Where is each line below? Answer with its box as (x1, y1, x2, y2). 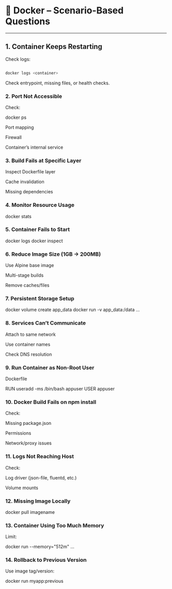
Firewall (5, 134, 22, 140)
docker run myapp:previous (5, 578, 64, 584)
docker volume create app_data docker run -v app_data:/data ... (5, 307, 140, 313)
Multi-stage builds (5, 272, 44, 278)
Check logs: (5, 56, 31, 62)
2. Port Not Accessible (5, 93, 62, 100)
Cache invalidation (5, 179, 45, 185)
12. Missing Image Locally (5, 497, 71, 505)
